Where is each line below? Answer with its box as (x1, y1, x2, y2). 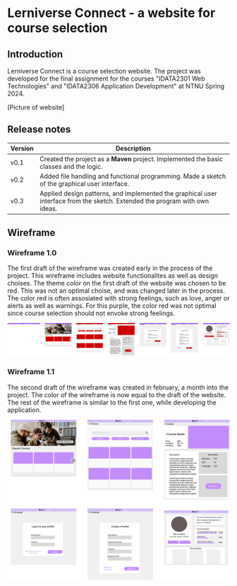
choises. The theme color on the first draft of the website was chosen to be (7, 279, 226, 288)
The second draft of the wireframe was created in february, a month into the (7, 383, 229, 392)
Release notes (7, 124, 71, 136)
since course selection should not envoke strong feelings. (7, 309, 175, 317)
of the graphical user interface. (39, 179, 130, 188)
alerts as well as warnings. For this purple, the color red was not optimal (7, 302, 217, 310)
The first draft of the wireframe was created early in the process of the (7, 264, 213, 273)
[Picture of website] (7, 103, 65, 111)
